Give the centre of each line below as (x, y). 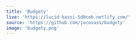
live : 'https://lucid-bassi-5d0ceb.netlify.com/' (69, 17)
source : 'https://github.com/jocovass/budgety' (66, 22)
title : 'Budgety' (27, 11)
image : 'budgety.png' (33, 28)
